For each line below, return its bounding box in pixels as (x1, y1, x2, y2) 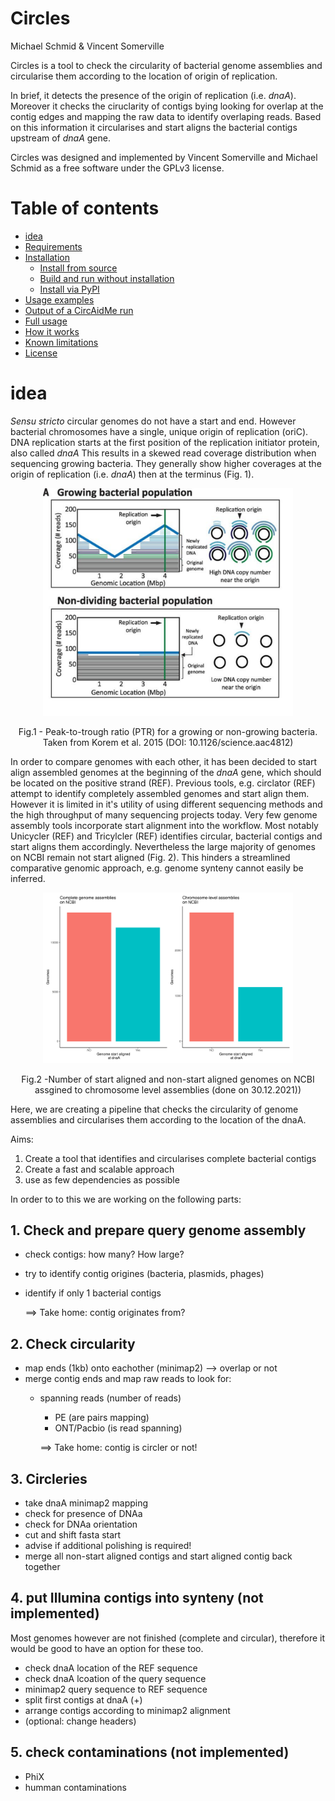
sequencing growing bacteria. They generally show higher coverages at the (10, 457, 322, 469)
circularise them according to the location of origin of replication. (10, 70, 278, 82)
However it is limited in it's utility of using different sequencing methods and (10, 798, 323, 810)
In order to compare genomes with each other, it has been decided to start (10, 755, 318, 767)
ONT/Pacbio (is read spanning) (54, 1422, 183, 1434)
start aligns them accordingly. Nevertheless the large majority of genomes (10, 840, 316, 852)
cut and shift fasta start (24, 1528, 122, 1541)
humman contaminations (24, 1781, 127, 1793)
